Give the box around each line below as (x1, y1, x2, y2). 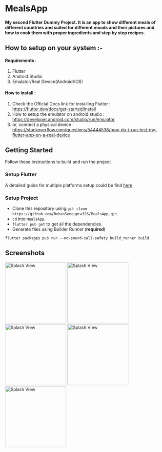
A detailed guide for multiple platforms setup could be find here (5, 182, 133, 188)
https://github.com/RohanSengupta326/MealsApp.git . (12, 210, 119, 216)
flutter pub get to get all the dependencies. (12, 221, 102, 227)
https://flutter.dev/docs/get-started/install (12, 106, 96, 112)
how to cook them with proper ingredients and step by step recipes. (5, 30, 145, 36)
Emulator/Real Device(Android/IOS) (12, 79, 83, 84)
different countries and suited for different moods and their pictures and (5, 24, 155, 30)
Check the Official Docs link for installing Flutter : (12, 101, 111, 106)
